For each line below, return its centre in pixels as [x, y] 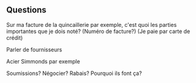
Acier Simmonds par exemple [43, 61]
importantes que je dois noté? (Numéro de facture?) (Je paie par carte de [98, 31]
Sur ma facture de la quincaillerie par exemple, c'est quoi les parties [92, 24]
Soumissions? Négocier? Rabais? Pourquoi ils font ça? [74, 73]
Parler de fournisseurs [34, 49]
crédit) [15, 38]
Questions [26, 10]
